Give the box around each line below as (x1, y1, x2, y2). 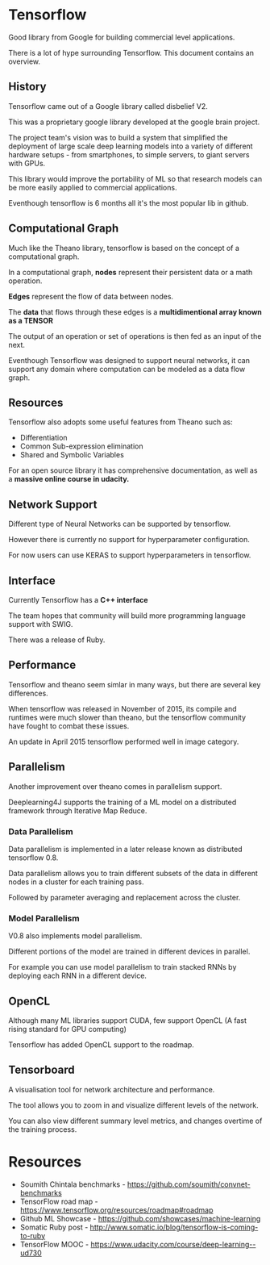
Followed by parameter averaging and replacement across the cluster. (8, 892, 241, 902)
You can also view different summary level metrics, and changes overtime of (8, 1116, 263, 1125)
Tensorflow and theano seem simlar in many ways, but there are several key (8, 679, 261, 689)
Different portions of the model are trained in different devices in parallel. (8, 946, 251, 957)
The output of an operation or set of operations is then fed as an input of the (8, 331, 262, 340)
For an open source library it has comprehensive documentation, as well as (8, 466, 258, 475)
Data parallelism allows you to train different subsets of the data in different (8, 868, 258, 878)
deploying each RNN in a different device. (8, 971, 147, 981)
